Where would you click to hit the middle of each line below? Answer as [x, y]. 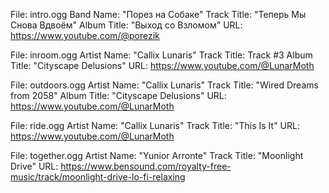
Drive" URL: [34, 166]
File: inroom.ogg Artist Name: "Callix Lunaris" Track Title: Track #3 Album [161, 55]
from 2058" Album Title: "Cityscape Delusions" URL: [118, 95]
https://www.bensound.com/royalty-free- [146, 166]
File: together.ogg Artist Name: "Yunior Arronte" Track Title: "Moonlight [157, 155]
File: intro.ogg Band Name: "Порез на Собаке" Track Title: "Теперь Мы [158, 14]
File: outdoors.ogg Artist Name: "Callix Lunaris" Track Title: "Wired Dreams [164, 85]
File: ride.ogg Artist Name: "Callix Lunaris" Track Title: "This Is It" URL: [155, 125]
